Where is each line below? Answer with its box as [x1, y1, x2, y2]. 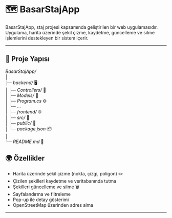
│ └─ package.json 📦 [5, 126, 52, 132]
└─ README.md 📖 [5, 138, 45, 145]
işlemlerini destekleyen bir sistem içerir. [5, 35, 89, 41]
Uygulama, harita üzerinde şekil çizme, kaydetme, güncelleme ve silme [5, 29, 155, 35]
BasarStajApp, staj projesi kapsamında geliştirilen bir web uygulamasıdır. [5, 24, 158, 30]
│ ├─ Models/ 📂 [5, 92, 39, 98]
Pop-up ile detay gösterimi [12, 196, 69, 203]
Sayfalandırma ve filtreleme [12, 191, 71, 197]
